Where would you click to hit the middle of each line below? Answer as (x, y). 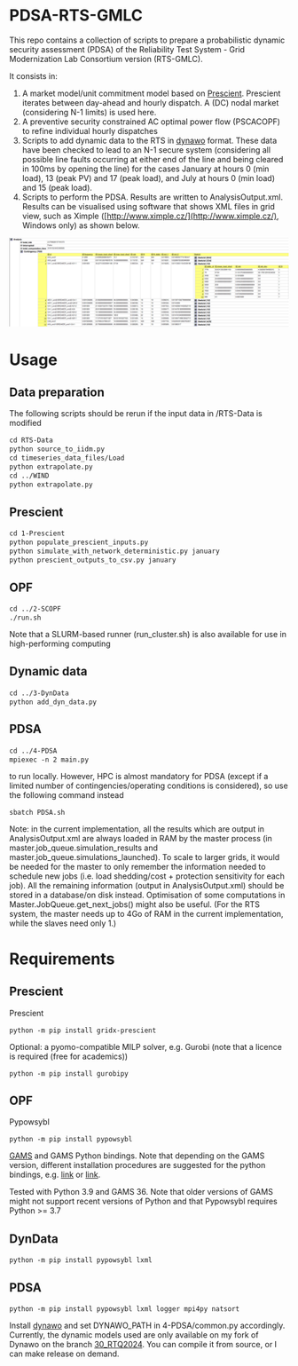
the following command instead (67, 794)
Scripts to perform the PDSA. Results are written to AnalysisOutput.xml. (153, 197)
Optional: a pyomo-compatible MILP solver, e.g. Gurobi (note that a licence (145, 1046)
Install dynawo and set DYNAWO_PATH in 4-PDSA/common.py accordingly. (147, 1326)
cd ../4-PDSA (33, 751)
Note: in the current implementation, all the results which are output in (137, 829)
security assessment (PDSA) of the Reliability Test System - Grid (127, 49)
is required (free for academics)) (69, 1056)
